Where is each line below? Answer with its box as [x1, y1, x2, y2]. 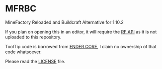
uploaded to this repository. [5, 34, 62, 40]
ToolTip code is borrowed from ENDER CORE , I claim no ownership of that [5, 43, 157, 49]
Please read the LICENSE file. [5, 58, 66, 64]
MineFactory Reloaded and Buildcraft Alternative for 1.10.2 [5, 19, 124, 25]
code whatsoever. [5, 49, 42, 55]
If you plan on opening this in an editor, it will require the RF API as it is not [5, 29, 157, 34]
